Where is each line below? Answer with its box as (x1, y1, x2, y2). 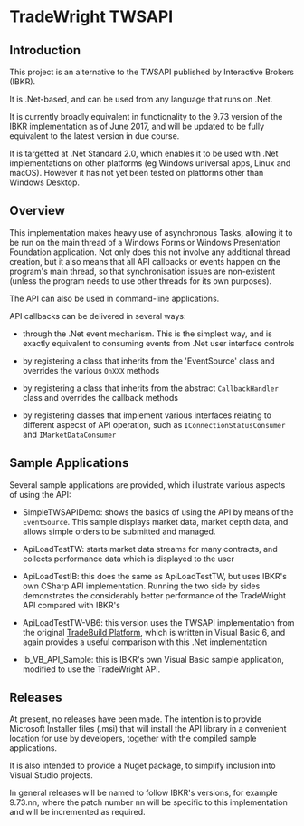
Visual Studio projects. (9, 770, 93, 781)
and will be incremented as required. (9, 807, 146, 818)
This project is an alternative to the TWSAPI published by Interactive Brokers (9, 66, 294, 77)
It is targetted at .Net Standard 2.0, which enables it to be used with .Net (9, 148, 279, 159)
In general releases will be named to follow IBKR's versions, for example (9, 787, 278, 799)
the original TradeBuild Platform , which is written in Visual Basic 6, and (22, 627, 286, 637)
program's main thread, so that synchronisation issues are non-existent (9, 266, 276, 277)
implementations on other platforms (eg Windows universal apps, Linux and (9, 158, 291, 169)
